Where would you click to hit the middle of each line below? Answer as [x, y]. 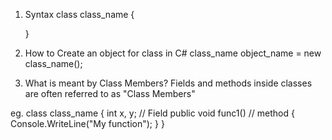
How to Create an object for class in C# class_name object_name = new [173, 53]
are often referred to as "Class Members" [110, 93]
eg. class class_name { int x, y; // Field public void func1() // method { [152, 113]
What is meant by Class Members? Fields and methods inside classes [168, 83]
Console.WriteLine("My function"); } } [87, 123]
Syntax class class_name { [79, 14]
